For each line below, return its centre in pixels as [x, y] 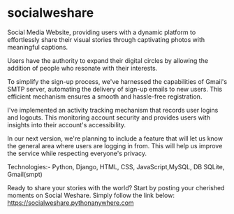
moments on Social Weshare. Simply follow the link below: [91, 195]
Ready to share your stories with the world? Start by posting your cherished [116, 187]
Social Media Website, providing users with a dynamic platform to [102, 32]
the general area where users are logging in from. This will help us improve [115, 145]
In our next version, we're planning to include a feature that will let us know [115, 138]
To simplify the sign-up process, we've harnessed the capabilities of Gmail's [117, 81]
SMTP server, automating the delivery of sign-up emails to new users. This [115, 89]
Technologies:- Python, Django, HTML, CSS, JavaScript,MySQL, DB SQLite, [116, 166]
